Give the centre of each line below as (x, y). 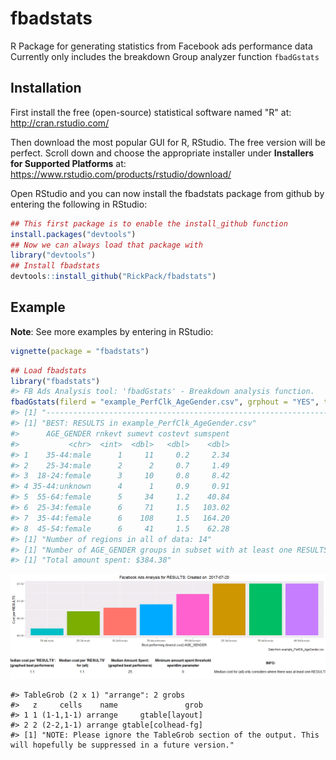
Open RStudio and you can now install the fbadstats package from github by (167, 193)
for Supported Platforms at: (68, 163)
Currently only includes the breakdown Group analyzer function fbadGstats (165, 56)
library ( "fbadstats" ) (55, 381)
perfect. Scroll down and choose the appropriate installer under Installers (162, 153)
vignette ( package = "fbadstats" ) (80, 351)
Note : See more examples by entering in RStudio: (112, 331)
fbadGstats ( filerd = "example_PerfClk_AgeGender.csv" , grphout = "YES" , (165, 402)
